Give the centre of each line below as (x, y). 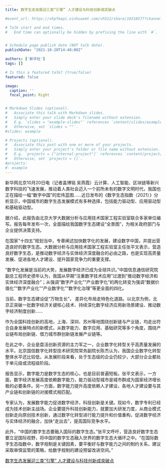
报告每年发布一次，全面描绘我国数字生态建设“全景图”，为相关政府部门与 (87, 224)
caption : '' (22, 90)
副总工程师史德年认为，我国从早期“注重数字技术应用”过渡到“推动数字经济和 (82, 276)
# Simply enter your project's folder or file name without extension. (83, 149)
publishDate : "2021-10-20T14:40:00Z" (44, 50)
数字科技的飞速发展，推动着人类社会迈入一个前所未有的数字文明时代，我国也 (83, 189)
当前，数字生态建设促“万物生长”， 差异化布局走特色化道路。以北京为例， (79, 298)
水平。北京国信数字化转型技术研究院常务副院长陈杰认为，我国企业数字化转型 (83, 350)
